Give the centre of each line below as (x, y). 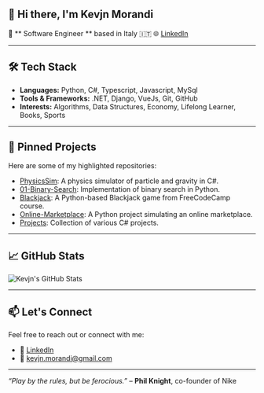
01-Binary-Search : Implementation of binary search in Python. (119, 189)
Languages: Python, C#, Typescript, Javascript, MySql (108, 90)
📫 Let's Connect (50, 312)
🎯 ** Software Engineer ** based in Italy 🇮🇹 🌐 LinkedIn (98, 33)
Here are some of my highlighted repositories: (82, 166)
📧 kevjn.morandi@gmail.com (66, 358)
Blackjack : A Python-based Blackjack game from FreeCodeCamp (125, 198)
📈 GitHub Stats (46, 256)
